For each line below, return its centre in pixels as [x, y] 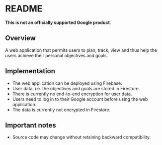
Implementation [30, 71]
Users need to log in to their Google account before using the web [80, 99]
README [24, 9]
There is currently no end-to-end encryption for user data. [72, 94]
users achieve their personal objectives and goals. [57, 55]
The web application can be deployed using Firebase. [67, 83]
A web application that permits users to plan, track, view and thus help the [81, 50]
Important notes [31, 125]
